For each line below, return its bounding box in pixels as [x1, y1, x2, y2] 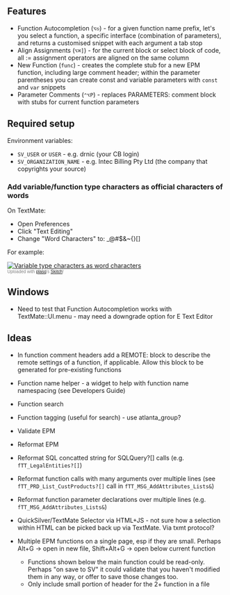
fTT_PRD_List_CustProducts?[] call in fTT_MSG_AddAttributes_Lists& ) [17, 482, 215, 490]
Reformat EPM [17, 440, 59, 449]
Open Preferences [17, 219, 70, 228]
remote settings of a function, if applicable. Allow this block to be [17, 358, 204, 367]
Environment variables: [7, 136, 73, 144]
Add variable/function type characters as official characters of [7, 182, 224, 192]
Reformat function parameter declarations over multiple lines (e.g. [17, 495, 206, 503]
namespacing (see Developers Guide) [17, 386, 126, 394]
